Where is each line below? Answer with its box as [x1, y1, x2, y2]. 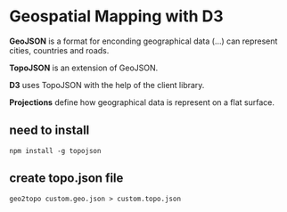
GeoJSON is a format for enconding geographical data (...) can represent [9, 36, 278, 46]
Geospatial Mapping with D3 [9, 6, 225, 27]
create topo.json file [9, 171, 124, 186]
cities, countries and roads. [9, 45, 110, 55]
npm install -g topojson [9, 146, 102, 155]
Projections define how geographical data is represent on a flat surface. [9, 96, 275, 108]
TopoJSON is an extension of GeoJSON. [9, 62, 159, 73]
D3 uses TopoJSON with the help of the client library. [9, 79, 205, 90]
